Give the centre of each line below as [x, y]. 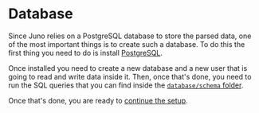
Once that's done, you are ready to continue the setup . [98, 100]
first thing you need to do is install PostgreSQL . [86, 53]
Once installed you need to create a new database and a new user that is [128, 68]
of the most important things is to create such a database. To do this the [127, 44]
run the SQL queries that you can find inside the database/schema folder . [126, 85]
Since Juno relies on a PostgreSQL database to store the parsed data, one [130, 36]
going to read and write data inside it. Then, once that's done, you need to [130, 76]
